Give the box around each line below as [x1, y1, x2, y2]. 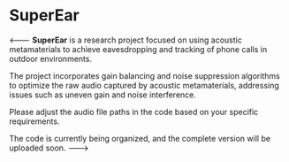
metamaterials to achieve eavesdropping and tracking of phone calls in [9, 43, 268, 54]
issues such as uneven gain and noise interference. [9, 89, 197, 100]
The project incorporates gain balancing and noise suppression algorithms [9, 70, 280, 81]
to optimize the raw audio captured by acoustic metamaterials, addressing [9, 80, 280, 90]
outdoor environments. [9, 53, 93, 64]
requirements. [9, 116, 60, 127]
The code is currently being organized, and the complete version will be [9, 133, 271, 143]
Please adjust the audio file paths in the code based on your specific [9, 106, 259, 117]
